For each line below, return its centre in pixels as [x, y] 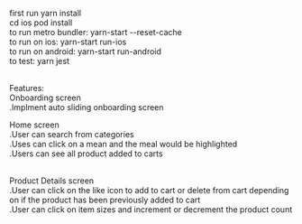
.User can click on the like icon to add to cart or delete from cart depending [149, 190]
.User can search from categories [72, 134]
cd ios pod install [41, 23]
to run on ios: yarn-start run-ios [68, 42]
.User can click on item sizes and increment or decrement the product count [151, 210]
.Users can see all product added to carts [87, 154]
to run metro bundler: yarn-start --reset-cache [96, 32]
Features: [27, 88]
